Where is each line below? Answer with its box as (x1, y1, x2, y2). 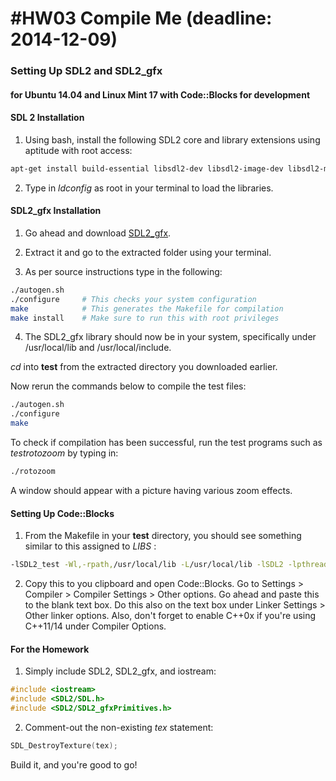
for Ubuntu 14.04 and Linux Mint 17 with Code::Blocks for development (10, 88, 311, 101)
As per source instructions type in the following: (24, 265, 223, 277)
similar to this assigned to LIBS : (24, 540, 157, 552)
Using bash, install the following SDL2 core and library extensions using (24, 133, 321, 146)
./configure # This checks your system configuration (10, 294, 257, 304)
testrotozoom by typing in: (10, 447, 119, 459)
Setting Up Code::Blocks (10, 507, 115, 519)
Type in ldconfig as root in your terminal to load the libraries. (24, 182, 274, 194)
